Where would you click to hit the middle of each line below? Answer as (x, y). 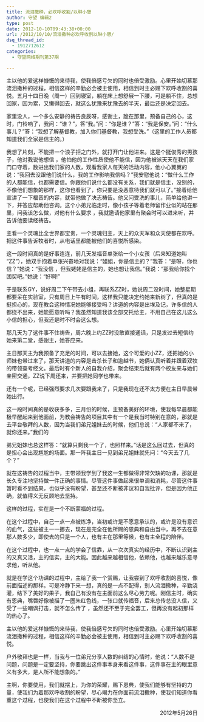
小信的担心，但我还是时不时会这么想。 (54, 319)
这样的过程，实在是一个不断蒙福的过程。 (57, 508)
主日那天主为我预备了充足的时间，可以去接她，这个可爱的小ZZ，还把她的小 (100, 353)
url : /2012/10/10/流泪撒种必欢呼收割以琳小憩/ (60, 35)
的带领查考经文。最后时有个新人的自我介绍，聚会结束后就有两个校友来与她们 (102, 368)
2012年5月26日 (179, 713)
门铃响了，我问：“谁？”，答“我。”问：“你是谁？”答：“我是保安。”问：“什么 (107, 124)
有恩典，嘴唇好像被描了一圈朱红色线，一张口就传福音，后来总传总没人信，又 (102, 600)
